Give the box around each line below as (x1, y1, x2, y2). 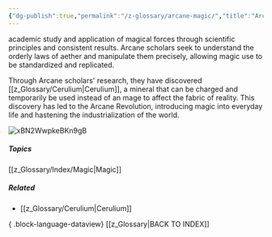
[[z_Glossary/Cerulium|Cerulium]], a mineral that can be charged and (8, 84, 239, 94)
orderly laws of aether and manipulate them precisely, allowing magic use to (8, 51, 263, 61)
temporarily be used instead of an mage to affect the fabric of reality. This (8, 92, 255, 102)
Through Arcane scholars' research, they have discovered (8, 75, 202, 85)
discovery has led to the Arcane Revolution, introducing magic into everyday (8, 101, 263, 111)
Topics (8, 144, 32, 154)
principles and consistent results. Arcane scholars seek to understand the (8, 42, 254, 53)
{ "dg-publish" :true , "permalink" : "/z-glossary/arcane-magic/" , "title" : (8, 11, 252, 20)
